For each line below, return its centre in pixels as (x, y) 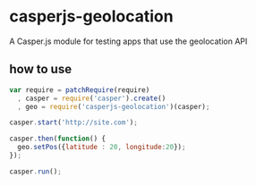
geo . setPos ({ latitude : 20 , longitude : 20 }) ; (102, 147)
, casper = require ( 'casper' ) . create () (92, 98)
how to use (41, 69)
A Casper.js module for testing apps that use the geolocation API (128, 41)
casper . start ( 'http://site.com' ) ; (74, 122)
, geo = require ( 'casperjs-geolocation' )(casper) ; (114, 106)
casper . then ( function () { (57, 139)
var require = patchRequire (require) (80, 90)
